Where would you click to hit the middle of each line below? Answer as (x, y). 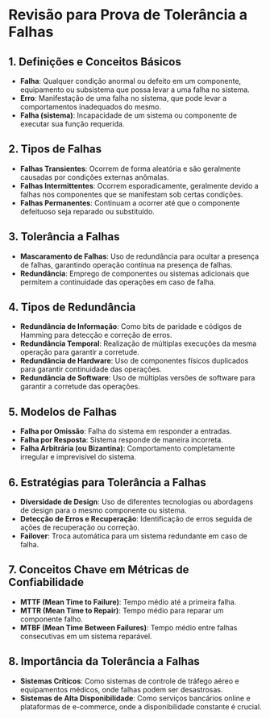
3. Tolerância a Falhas (64, 237)
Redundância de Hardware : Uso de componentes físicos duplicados (134, 361)
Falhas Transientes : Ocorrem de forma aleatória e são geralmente (130, 168)
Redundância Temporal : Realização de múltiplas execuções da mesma (138, 343)
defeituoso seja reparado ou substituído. (87, 211)
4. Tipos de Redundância (72, 308)
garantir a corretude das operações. (80, 387)
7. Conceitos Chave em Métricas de (99, 570)
